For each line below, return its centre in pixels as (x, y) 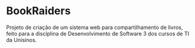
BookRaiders (38, 11)
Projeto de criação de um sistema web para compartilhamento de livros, (95, 27)
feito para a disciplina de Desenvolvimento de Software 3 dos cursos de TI (98, 33)
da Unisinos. (21, 40)
